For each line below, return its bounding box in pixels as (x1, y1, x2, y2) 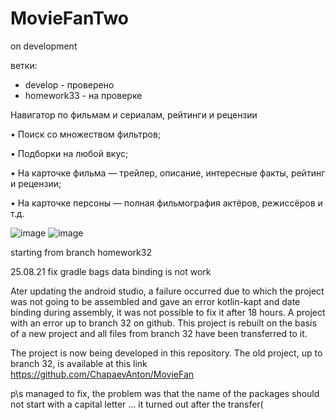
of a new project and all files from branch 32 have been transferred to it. (10, 327, 308, 339)
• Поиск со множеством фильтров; (10, 128, 162, 140)
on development (10, 40, 78, 52)
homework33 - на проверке (24, 89, 143, 101)
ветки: (10, 59, 38, 71)
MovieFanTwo (10, 7, 130, 30)
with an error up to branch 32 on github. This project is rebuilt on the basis (10, 317, 317, 329)
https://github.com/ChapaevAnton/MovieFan (10, 368, 195, 380)
